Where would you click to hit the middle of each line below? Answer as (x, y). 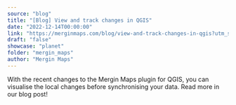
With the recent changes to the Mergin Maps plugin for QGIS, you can (108, 79)
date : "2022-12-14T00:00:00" (50, 27)
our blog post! (27, 94)
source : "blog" (29, 14)
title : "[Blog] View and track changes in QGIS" (80, 20)
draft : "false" (29, 40)
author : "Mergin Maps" (40, 59)
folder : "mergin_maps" (40, 53)
